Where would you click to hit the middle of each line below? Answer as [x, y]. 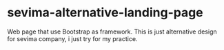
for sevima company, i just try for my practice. [72, 38]
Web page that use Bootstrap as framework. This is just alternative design [112, 32]
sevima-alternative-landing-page [105, 13]
